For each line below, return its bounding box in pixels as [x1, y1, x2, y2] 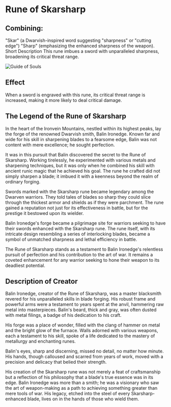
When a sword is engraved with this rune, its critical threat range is [5, 92, 146, 98]
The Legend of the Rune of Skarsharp [5, 112, 126, 121]
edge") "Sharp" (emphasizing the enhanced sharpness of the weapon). [5, 43, 155, 49]
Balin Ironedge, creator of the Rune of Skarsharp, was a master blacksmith [5, 290, 162, 296]
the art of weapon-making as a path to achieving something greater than [5, 385, 158, 391]
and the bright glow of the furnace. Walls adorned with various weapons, [5, 328, 158, 334]
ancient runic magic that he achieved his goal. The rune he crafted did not [5, 168, 160, 174]
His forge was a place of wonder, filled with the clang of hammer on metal [5, 322, 160, 328]
